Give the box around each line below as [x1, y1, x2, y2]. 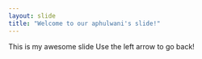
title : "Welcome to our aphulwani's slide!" [8, 19, 161, 27]
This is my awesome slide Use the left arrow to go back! [8, 41, 196, 51]
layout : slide [8, 11, 57, 20]
